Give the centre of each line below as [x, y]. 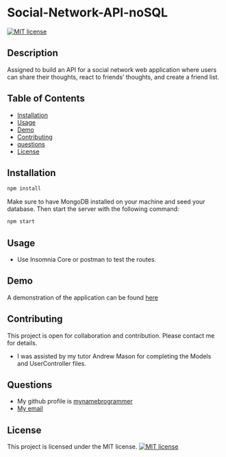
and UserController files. [52, 363]
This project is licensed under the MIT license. [72, 447]
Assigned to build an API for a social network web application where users [112, 69]
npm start [21, 222]
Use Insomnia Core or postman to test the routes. [86, 259]
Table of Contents [46, 98]
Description [33, 53]
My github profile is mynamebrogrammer [75, 402]
